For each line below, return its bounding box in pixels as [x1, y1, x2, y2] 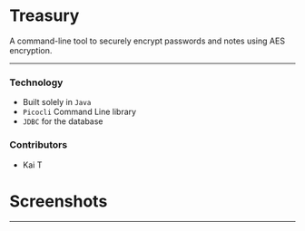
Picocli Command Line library [22, 106, 137, 118]
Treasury [9, 5, 80, 26]
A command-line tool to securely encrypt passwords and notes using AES [9, 35, 286, 46]
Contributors [9, 139, 68, 151]
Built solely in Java [22, 97, 92, 108]
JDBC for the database [22, 116, 103, 127]
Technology [9, 76, 64, 89]
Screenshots [9, 191, 108, 211]
